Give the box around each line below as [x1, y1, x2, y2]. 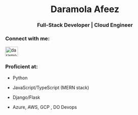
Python [12, 75, 28, 81]
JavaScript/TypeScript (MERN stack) [12, 84, 89, 90]
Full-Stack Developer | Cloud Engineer [37, 22, 133, 29]
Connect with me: [5, 35, 50, 42]
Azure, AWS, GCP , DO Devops [12, 104, 77, 110]
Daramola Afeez [50, 4, 120, 15]
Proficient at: [5, 63, 38, 70]
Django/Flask [12, 94, 40, 100]
